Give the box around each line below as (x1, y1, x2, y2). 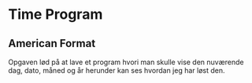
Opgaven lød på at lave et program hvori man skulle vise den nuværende (8, 57, 244, 67)
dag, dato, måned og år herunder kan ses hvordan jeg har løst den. (8, 66, 226, 75)
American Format (8, 37, 96, 50)
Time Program (8, 5, 103, 23)
